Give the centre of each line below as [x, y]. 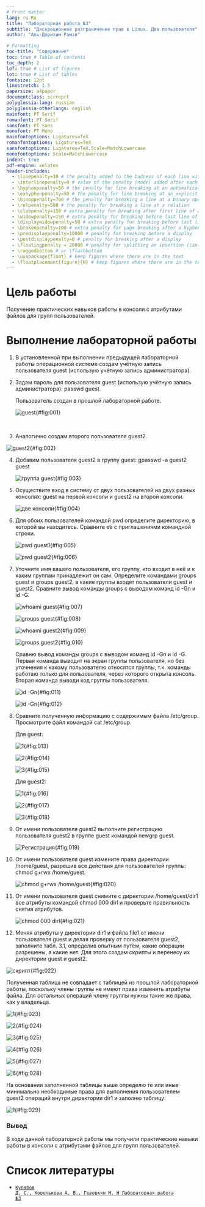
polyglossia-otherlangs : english [49, 108]
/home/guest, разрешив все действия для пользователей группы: [101, 866]
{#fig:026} [29, 1050]
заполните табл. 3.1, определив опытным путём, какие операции [99, 946]
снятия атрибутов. [39, 909]
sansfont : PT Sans [30, 125]
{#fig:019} [67, 848]
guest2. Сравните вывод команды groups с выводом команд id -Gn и [105, 589]
